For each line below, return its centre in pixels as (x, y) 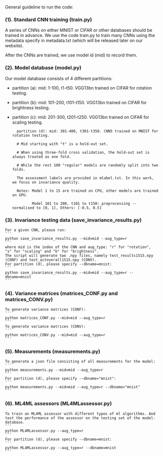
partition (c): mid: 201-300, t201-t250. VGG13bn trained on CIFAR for (81, 117)
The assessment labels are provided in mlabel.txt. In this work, (85, 178)
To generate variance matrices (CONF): (45, 310)
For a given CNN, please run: (36, 230)
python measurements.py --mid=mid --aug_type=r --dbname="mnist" (72, 387)
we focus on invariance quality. (46, 182)
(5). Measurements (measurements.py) (53, 351)
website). (14, 46)
